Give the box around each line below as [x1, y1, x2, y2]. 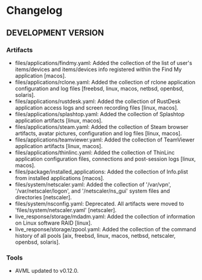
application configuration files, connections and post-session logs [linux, [14, 155, 196, 163]
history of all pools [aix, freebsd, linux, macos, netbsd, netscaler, [14, 232, 176, 239]
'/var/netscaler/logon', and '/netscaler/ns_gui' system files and [14, 187, 170, 194]
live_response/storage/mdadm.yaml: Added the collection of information [14, 213, 195, 220]
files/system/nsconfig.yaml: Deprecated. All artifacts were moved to [14, 200, 185, 207]
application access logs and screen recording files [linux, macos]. [14, 104, 179, 111]
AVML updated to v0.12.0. [14, 267, 79, 275]
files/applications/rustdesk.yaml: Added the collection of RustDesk [14, 98, 181, 105]
